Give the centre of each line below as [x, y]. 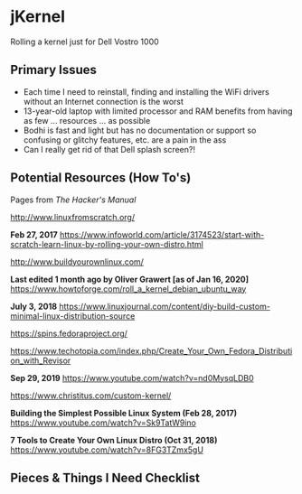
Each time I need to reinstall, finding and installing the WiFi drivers [146, 91]
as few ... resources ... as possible [87, 120]
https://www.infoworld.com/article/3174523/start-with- [162, 234]
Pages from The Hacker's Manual [73, 200]
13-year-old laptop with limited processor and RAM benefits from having [158, 111]
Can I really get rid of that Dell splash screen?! [109, 149]
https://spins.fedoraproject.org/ [69, 333]
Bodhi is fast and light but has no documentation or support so [140, 130]
